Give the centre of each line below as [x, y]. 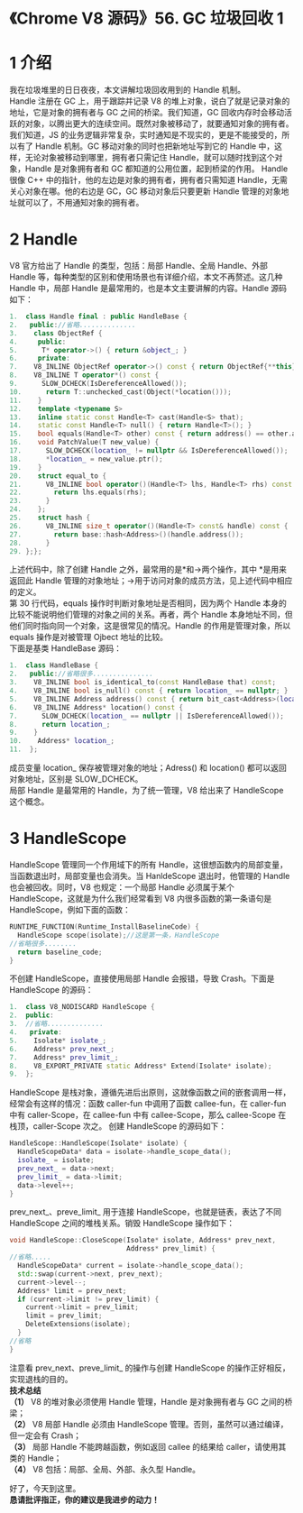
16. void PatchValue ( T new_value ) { [84, 443]
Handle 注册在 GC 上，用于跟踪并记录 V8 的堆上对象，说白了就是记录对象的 [150, 101]
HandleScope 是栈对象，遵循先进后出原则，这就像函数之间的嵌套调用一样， [150, 1093]
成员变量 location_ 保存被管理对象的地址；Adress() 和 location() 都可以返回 [148, 768]
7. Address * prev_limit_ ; [64, 1057]
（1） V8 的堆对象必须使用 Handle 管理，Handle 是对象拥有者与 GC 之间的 [147, 1401]
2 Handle [44, 239]
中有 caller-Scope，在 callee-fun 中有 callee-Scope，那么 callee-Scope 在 [148, 1115]
